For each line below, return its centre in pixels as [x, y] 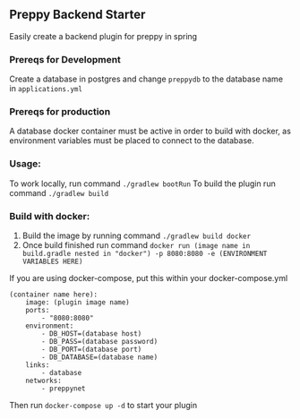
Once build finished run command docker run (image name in [136, 245]
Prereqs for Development [65, 59]
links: [38, 365]
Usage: [26, 164]
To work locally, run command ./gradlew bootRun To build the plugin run [142, 184]
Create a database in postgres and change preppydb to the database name [146, 79]
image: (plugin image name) [77, 303]
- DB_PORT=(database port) [92, 349]
